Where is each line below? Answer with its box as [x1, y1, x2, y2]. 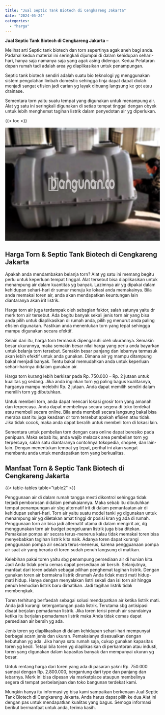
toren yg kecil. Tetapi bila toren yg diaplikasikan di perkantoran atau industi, [5, 643, 158, 649]
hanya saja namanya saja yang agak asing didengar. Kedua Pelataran [15, 58, 155, 64]
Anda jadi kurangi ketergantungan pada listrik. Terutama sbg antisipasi [5, 603, 148, 608]
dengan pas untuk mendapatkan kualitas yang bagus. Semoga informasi [5, 699, 151, 705]
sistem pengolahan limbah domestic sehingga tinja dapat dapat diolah [5, 78, 146, 84]
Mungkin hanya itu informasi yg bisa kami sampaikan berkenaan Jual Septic [5, 689, 159, 695]
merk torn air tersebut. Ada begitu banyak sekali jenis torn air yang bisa [5, 312, 150, 318]
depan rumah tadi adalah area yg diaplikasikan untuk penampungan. [5, 63, 143, 69]
